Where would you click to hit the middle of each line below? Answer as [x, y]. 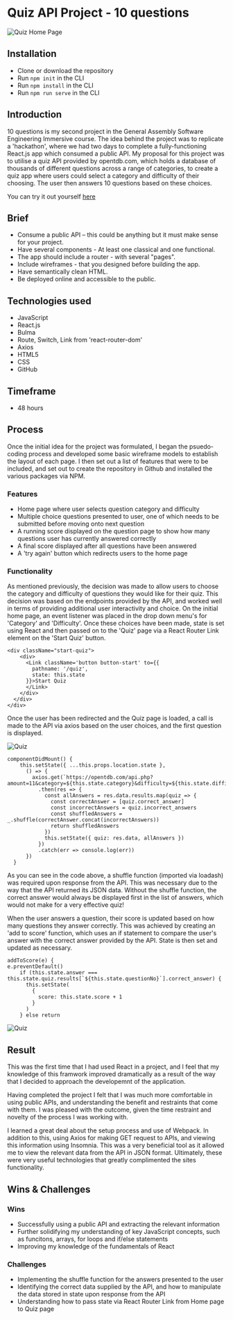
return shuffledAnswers [85, 826]
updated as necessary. [40, 948]
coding [17, 453]
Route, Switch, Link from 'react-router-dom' [80, 340]
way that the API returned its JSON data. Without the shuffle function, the [112, 890]
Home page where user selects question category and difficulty [108, 509]
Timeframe [32, 391]
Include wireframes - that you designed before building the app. [109, 265]
